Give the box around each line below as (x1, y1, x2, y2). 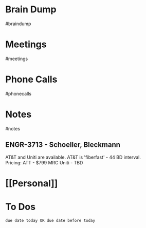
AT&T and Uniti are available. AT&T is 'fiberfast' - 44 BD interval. (5, 154, 141, 160)
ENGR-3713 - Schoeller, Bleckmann (5, 140, 121, 149)
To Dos (5, 201, 36, 213)
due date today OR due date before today (5, 218, 96, 223)
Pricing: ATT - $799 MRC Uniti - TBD (5, 159, 83, 165)
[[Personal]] (5, 177, 58, 189)
